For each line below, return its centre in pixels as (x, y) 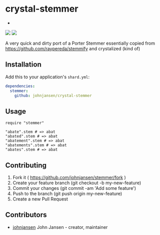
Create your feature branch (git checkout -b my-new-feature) (77, 183)
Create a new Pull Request (40, 199)
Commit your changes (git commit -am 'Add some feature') (74, 188)
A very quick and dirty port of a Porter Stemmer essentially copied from (80, 43)
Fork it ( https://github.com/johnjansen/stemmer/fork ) (69, 177)
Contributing (26, 165)
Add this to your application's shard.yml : (47, 77)
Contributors (26, 215)
